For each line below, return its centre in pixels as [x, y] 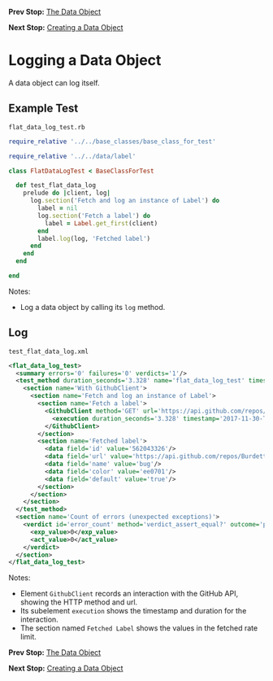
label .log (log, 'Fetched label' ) [94, 238]
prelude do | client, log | [67, 193]
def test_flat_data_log [56, 186]
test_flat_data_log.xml [49, 351]
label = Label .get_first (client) [101, 223]
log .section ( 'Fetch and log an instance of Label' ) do [125, 201]
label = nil [58, 208]
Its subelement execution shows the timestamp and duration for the [133, 611]
